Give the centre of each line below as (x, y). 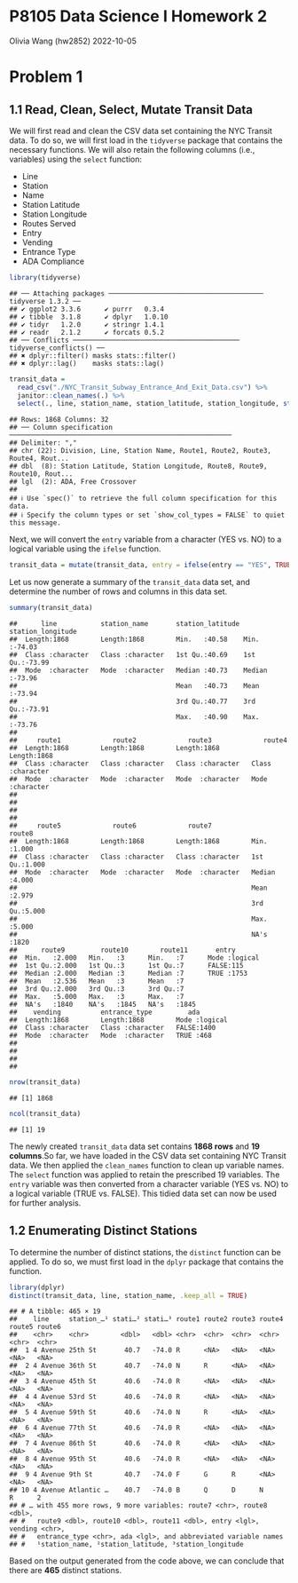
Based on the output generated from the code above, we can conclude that (147, 1561)
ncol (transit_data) (45, 1113)
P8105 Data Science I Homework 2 (138, 16)
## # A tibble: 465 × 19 (55, 1311)
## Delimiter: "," (43, 443)
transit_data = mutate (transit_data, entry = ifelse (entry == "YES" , (141, 566)
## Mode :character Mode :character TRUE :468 (111, 1036)
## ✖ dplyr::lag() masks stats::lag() (87, 363)
